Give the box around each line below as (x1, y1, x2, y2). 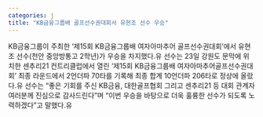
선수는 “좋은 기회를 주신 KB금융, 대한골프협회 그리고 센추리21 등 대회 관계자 (24, 80, 255, 90)
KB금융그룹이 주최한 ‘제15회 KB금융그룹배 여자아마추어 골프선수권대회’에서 (8, 41, 237, 51)
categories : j (8, 11, 55, 20)
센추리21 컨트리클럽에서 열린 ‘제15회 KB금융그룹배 (22, 60, 176, 71)
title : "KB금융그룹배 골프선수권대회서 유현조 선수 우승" (8, 19, 169, 27)
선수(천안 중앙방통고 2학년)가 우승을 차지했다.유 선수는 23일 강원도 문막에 (16, 51, 242, 60)
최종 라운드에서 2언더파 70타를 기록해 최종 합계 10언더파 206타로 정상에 (18, 71, 239, 80)
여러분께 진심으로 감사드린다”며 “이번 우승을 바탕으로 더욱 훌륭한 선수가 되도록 (8, 90, 247, 100)
